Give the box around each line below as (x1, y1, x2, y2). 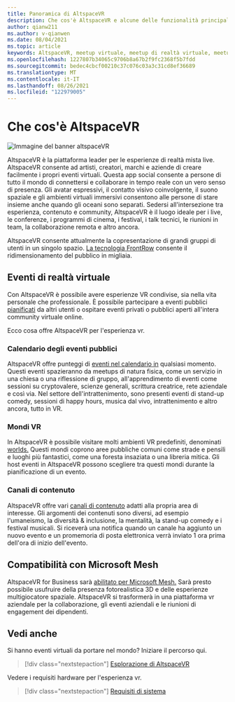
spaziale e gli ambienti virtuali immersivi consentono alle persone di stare (7, 193, 218, 201)
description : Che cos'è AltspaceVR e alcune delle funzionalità (7, 17, 199, 24)
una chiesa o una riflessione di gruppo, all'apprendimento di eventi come (7, 375, 218, 383)
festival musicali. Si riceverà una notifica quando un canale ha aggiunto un (7, 524, 222, 532)
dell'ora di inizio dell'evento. (7, 538, 88, 547)
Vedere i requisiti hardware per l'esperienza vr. (7, 673, 142, 682)
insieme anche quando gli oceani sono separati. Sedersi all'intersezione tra (7, 201, 224, 209)
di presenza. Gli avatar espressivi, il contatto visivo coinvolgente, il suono (7, 185, 218, 194)
